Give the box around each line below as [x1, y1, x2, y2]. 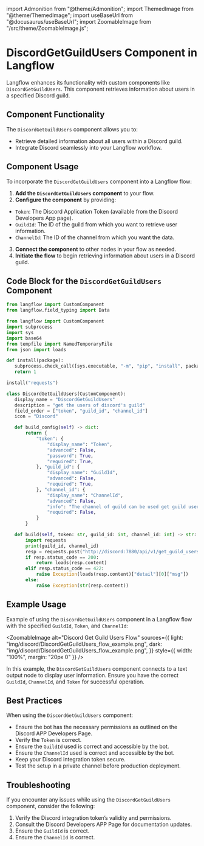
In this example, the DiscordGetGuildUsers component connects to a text [6, 665, 188, 672]
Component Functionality [6, 110, 105, 120]
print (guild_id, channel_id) [25, 543, 99, 549]
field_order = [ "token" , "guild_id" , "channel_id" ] [14, 408, 148, 414]
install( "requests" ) [6, 380, 59, 386]
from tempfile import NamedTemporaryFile [6, 341, 113, 347]
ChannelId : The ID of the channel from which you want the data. [15, 234, 175, 241]
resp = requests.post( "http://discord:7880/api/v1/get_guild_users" [25, 548, 202, 554]
